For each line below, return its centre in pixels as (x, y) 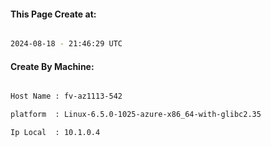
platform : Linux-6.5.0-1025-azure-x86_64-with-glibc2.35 (136, 115)
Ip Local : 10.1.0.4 (55, 133)
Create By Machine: (52, 66)
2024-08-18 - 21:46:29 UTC (66, 44)
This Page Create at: (53, 14)
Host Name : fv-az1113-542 (66, 96)
